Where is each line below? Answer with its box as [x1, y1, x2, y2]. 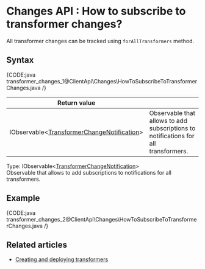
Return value [57, 99, 96, 107]
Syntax [6, 55, 34, 65]
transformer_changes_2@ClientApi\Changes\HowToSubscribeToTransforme [6, 215, 197, 223]
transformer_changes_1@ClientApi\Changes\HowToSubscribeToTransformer [6, 77, 198, 85]
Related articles [6, 239, 67, 250]
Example [6, 193, 40, 203]
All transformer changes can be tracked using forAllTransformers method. [6, 37, 195, 44]
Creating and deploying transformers [15, 256, 109, 263]
